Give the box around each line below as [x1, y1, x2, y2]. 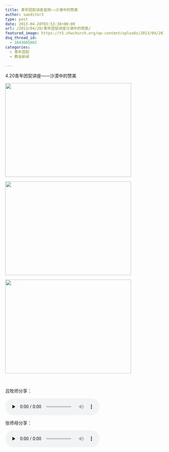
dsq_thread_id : [5, 36, 37, 41]
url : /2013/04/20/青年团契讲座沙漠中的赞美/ [5, 26, 91, 31]
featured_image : [5, 31, 39, 36]
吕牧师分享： [5, 388, 32, 394]
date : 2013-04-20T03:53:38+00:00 [5, 21, 75, 27]
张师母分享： [5, 420, 32, 426]
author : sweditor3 [5, 12, 44, 17]
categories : [5, 45, 30, 50]
